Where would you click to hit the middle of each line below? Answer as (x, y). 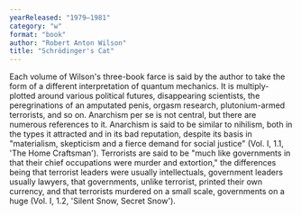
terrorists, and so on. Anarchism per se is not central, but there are (133, 115)
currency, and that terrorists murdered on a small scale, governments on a (147, 192)
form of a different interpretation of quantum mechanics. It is (122, 86)
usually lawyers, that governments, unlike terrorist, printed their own (136, 182)
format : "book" (38, 34)
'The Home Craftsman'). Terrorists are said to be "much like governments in (150, 153)
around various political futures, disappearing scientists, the (149, 96)
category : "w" (36, 26)
